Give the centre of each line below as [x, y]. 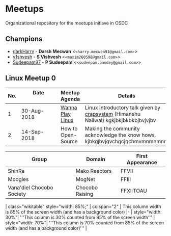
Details [127, 96]
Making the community [112, 128]
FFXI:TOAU [134, 191]
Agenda [70, 99]
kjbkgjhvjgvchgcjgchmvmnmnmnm [127, 141]
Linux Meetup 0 [31, 78]
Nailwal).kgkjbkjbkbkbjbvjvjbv [120, 120]
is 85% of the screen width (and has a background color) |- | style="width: [83, 212]
